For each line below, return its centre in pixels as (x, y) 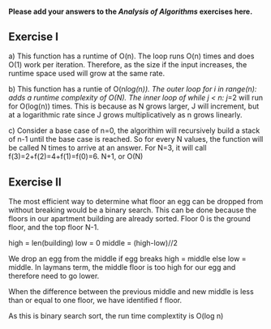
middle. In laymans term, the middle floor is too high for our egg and (122, 267)
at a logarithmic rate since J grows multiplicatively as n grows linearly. (125, 115)
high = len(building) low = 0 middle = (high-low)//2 (93, 243)
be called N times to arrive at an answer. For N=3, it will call (108, 148)
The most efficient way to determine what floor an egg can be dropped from (136, 202)
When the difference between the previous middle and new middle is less (131, 292)
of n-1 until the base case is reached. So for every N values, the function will (136, 139)
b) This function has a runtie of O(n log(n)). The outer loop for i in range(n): (133, 89)
